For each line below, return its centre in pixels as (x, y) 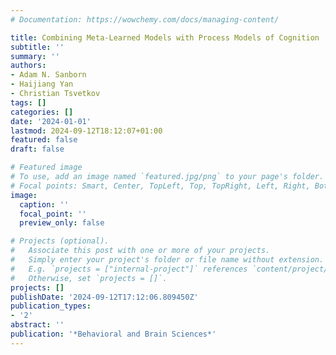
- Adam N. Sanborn (48, 75)
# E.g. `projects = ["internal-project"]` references (129, 269)
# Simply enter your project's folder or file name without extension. (167, 260)
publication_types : (51, 306)
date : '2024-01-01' (51, 121)
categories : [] (42, 112)
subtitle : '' (37, 47)
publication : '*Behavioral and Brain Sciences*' (113, 334)
